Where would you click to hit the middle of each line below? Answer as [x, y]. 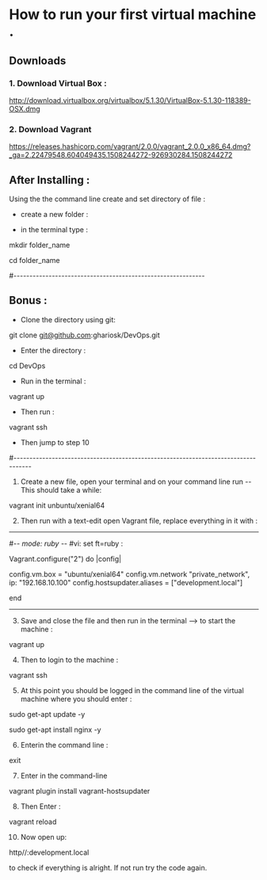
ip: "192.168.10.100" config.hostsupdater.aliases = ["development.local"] [126, 582]
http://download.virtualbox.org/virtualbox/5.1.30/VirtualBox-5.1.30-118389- [130, 100]
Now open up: [44, 836]
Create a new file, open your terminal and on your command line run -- [136, 482]
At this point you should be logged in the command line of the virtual [132, 690]
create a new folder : [54, 214]
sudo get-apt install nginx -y [55, 730]
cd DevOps [27, 365]
